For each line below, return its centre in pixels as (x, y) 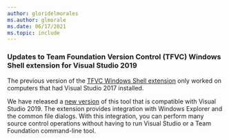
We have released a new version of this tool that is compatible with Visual (111, 101)
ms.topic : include (33, 33)
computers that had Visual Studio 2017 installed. (76, 88)
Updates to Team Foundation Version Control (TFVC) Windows (114, 57)
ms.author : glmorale (37, 20)
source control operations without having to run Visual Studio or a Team (109, 123)
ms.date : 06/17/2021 (37, 26)
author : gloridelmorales (43, 13)
